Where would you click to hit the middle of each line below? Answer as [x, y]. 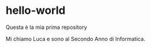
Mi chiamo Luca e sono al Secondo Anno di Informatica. [75, 39]
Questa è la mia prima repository [46, 27]
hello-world [36, 11]
